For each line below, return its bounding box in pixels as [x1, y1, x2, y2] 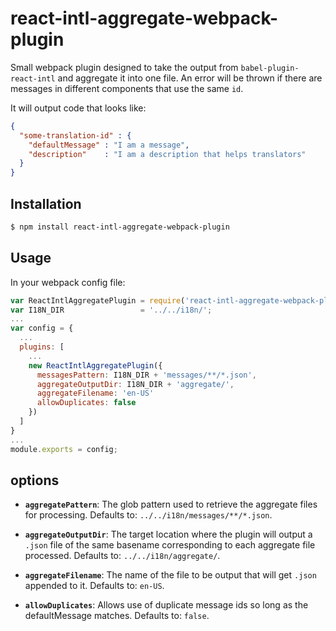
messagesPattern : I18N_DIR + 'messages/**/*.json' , [36, 370, 257, 380]
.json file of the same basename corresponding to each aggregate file [24, 539, 316, 551]
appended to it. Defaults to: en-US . [24, 580, 165, 592]
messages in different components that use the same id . [10, 82, 244, 94]
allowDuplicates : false [36, 398, 137, 408]
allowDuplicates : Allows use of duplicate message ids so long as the [24, 599, 309, 611]
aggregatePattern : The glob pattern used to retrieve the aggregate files [24, 498, 318, 511]
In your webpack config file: [10, 276, 126, 288]
